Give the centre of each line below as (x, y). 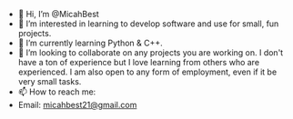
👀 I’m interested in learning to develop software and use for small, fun (148, 24)
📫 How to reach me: (57, 92)
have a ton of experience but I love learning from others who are (139, 62)
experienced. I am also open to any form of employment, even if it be (147, 72)
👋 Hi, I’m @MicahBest (59, 14)
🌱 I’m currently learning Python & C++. (91, 43)
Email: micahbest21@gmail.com (77, 105)
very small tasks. (50, 81)
